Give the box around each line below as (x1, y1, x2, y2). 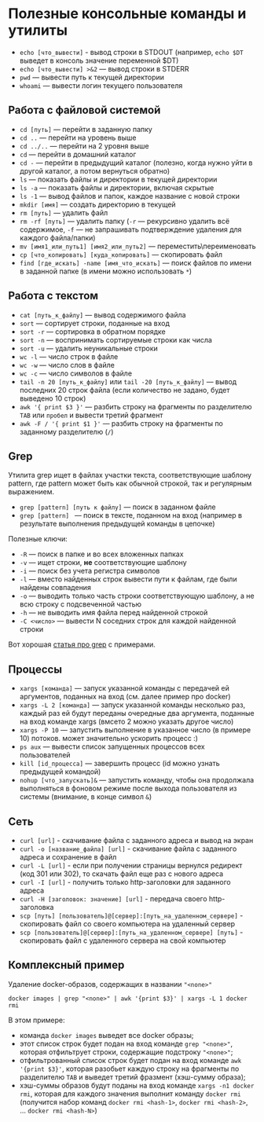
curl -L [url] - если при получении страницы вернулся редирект (19, 861, 243, 870)
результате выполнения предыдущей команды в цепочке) (19, 519, 215, 529)
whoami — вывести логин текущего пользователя (19, 80, 183, 90)
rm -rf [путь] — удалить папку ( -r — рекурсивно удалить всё (19, 216, 230, 225)
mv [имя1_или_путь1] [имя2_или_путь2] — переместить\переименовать (19, 241, 257, 251)
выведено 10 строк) (19, 394, 86, 403)
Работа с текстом (8, 289, 99, 302)
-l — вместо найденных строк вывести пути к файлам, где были (19, 574, 237, 584)
